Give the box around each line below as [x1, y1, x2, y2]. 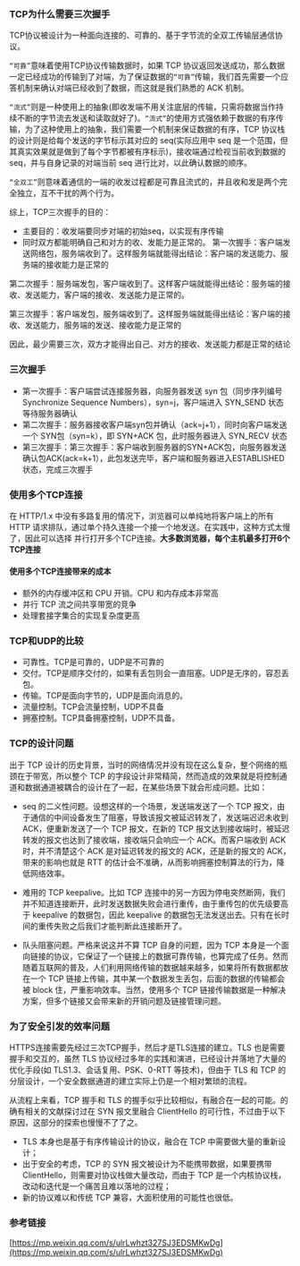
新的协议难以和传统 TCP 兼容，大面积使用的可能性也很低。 [21, 1192, 238, 1202]
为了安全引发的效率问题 [9, 1020, 110, 1032]
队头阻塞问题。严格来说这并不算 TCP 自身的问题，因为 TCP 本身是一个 [21, 939, 282, 950]
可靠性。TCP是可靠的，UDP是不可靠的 [21, 656, 165, 668]
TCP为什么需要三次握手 [9, 7, 111, 20]
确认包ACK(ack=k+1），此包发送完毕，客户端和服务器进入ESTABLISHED [21, 452, 286, 463]
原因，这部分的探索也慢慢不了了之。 [9, 1116, 143, 1127]
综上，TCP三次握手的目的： [9, 207, 112, 218]
